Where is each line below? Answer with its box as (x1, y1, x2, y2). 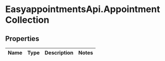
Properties (5, 34, 39, 43)
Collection (5, 14, 50, 26)
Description (45, 49, 73, 56)
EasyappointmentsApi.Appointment (5, 4, 160, 15)
